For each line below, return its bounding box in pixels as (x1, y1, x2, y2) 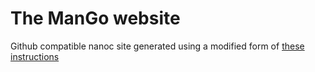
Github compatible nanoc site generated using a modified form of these (10, 40, 305, 52)
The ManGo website (10, 7, 181, 30)
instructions (10, 50, 60, 62)
